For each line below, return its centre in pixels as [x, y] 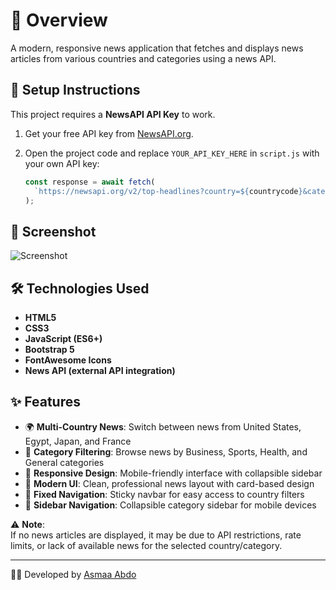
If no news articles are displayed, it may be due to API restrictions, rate [156, 535]
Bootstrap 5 [49, 349]
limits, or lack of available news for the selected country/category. [146, 545]
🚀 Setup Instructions [75, 90]
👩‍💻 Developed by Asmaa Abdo [73, 574]
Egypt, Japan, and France [78, 441]
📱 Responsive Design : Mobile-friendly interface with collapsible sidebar [173, 473]
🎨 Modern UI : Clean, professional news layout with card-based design [169, 483]
